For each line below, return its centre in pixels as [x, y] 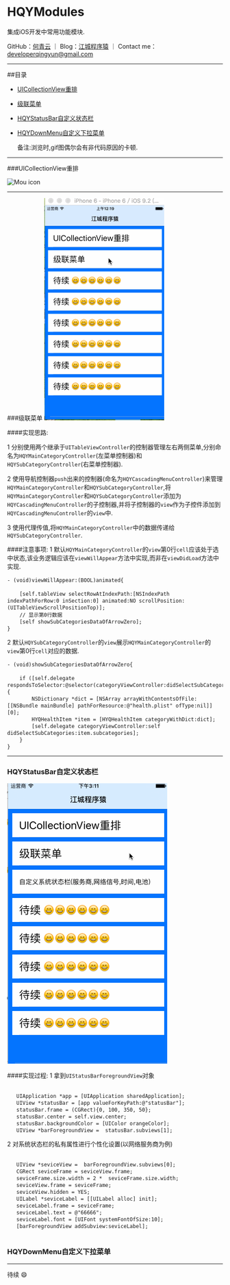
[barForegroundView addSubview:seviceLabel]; [82, 1227]
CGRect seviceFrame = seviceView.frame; [75, 1172]
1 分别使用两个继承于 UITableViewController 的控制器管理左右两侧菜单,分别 [111, 447]
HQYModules [46, 12]
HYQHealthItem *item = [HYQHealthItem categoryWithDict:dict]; [124, 719]
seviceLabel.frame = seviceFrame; [65, 1206]
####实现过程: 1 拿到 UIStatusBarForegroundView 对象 [81, 1075]
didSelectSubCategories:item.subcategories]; [73, 733]
